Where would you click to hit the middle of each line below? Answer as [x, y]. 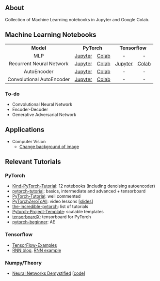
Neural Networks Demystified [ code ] [49, 273]
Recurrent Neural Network [39, 63]
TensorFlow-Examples [34, 245]
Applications [25, 130]
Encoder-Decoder [30, 109]
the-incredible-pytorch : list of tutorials [50, 207]
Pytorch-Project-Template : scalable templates [58, 212]
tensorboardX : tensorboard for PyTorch [51, 217]
